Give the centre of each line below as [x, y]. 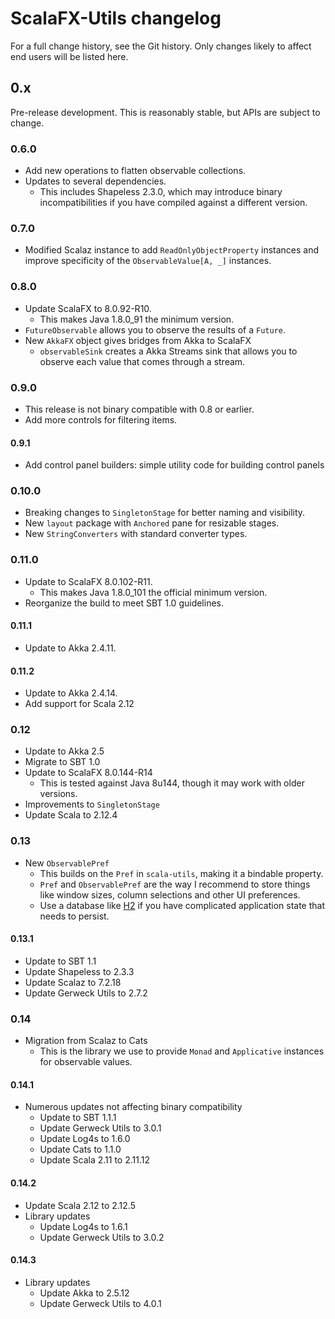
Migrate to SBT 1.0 [62, 762]
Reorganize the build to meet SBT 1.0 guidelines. [124, 603]
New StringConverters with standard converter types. [136, 534]
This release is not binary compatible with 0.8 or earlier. [139, 409]
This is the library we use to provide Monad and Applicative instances [182, 1051]
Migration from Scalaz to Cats [86, 1041]
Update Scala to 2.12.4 [71, 815]
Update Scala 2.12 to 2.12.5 [80, 1205]
